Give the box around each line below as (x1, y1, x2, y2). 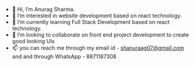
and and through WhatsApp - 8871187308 (12, 53, 117, 60)
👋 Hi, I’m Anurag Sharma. (12, 6, 75, 13)
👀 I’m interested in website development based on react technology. (12, 12, 182, 19)
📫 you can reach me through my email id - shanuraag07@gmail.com (12, 44, 185, 51)
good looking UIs (12, 38, 55, 44)
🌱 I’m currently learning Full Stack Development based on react (12, 19, 170, 25)
